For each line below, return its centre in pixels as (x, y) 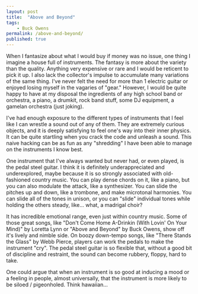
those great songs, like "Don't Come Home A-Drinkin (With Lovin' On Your (97, 223)
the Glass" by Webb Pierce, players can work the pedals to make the (90, 242)
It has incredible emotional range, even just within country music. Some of (97, 216)
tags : (13, 23)
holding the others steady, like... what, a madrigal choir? (74, 205)
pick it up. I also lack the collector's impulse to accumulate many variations (98, 75)
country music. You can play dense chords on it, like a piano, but (111, 180)
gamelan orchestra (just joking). (45, 106)
